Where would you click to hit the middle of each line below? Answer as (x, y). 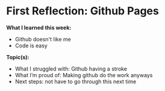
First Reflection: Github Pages (83, 11)
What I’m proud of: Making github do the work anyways (84, 75)
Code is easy (31, 45)
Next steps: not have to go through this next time (76, 81)
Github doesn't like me (43, 39)
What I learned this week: (39, 28)
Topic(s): (18, 57)
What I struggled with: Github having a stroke (71, 69)
